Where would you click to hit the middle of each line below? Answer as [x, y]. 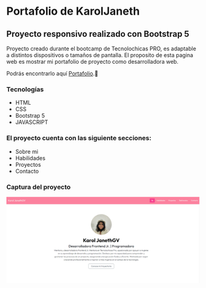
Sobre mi [27, 151]
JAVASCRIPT [32, 122]
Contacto [27, 171]
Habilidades [30, 158]
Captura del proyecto [39, 187]
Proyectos [28, 164]
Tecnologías [25, 89]
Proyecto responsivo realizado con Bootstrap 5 [98, 34]
